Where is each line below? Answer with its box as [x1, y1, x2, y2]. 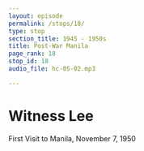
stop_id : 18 [8, 58, 49, 66]
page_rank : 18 [8, 50, 57, 58]
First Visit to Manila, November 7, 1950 [8, 133, 136, 143]
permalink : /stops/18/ [8, 19, 85, 28]
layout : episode [8, 11, 63, 20]
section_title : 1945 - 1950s [8, 34, 107, 43]
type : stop [8, 27, 45, 35]
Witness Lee [8, 106, 95, 125]
